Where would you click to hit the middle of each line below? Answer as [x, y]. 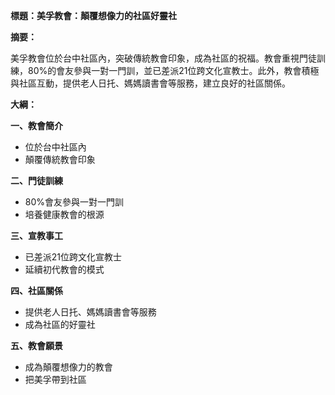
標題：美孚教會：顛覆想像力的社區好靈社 [93, 15]
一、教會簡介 [36, 125]
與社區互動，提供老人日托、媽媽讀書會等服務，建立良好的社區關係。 [150, 83]
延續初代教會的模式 [64, 269]
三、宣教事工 [36, 235]
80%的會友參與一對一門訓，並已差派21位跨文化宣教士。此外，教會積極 [173, 70]
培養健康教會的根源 [64, 214]
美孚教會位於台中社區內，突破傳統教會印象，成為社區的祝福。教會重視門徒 [163, 58]
